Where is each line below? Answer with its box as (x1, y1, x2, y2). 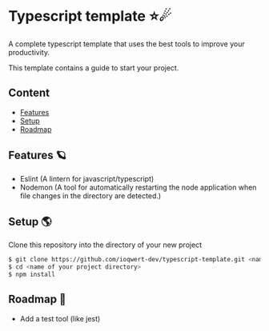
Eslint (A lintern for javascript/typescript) (19, 173, 155, 183)
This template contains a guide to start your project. (8, 62, 179, 73)
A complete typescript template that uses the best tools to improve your (8, 38, 246, 49)
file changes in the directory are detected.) (19, 190, 162, 201)
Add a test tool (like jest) (19, 313, 101, 323)
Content (8, 86, 50, 100)
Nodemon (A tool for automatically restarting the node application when (19, 182, 257, 192)
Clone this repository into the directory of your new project (8, 240, 203, 249)
